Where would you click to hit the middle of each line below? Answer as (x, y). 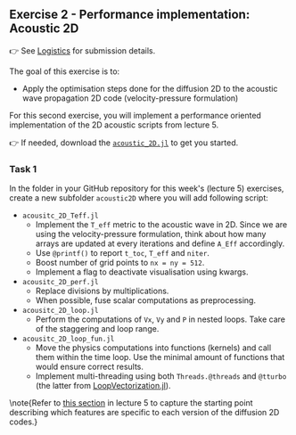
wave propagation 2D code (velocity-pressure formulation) (130, 98)
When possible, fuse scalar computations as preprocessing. (146, 300)
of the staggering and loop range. (97, 329)
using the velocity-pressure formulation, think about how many (151, 234)
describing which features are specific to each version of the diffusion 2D (144, 413)
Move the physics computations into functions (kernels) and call (153, 348)
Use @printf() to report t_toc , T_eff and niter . (122, 253)
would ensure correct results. (90, 367)
